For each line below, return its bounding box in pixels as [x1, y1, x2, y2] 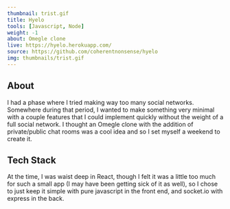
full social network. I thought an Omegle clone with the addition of [7, 120, 194, 128]
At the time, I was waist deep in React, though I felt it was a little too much [7, 173, 216, 181]
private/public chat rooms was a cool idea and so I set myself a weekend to [7, 127, 221, 136]
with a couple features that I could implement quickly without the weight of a [7, 112, 224, 121]
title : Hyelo [7, 16, 45, 23]
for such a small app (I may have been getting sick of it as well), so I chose [7, 180, 218, 188]
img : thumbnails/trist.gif [7, 55, 84, 62]
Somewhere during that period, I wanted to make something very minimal [7, 106, 215, 114]
